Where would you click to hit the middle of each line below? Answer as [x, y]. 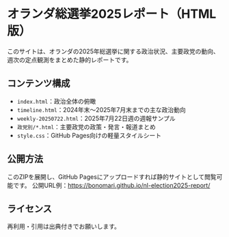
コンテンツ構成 [39, 84]
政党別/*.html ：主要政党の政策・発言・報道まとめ [86, 126]
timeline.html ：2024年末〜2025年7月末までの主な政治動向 [101, 109]
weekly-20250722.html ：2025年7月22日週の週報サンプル [96, 118]
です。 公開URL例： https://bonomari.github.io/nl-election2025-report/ [111, 185]
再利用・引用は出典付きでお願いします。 [64, 227]
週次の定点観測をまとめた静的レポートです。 [70, 59]
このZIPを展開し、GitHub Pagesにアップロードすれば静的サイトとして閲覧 [112, 177]
